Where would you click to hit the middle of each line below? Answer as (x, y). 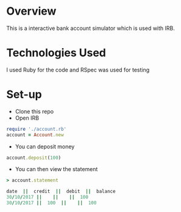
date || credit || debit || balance (61, 192)
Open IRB (27, 118)
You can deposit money (45, 146)
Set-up (24, 94)
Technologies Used (56, 53)
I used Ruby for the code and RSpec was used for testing (78, 70)
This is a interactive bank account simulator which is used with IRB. (91, 28)
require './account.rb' (37, 129)
